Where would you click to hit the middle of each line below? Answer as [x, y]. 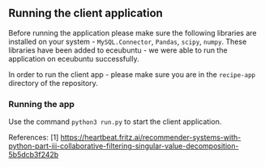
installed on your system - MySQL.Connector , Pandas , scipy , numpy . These [128, 41]
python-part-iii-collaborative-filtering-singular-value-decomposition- [124, 146]
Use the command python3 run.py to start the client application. [115, 122]
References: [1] [34, 138]
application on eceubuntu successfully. [74, 58]
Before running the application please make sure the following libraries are [132, 32]
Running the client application [86, 13]
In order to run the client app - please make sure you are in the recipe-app [132, 74]
